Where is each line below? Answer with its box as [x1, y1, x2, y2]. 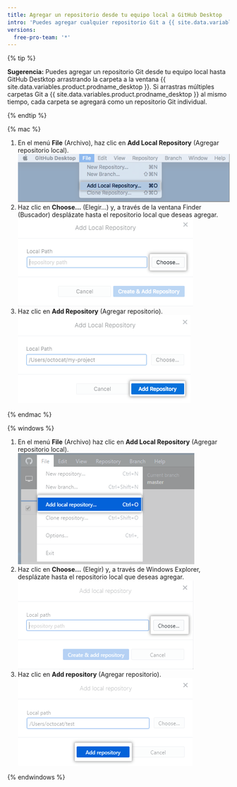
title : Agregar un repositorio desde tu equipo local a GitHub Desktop [7, 11, 222, 18]
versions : [7, 26, 37, 33]
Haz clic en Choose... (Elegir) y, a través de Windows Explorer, [17, 565, 201, 573]
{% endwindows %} [7, 773, 66, 781]
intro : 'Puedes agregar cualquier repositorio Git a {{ [7, 18, 175, 26]
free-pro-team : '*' [13, 34, 71, 41]
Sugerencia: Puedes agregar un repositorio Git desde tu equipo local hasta [7, 68, 226, 76]
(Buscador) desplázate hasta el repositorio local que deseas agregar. [17, 210, 219, 219]
